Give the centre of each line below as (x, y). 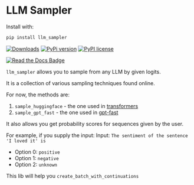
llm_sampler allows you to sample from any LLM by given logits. (83, 72)
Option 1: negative (37, 158)
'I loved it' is (26, 141)
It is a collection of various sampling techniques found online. (80, 83)
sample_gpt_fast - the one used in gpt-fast (66, 112)
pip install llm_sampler (37, 37)
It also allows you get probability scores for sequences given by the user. (95, 124)
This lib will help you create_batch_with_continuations (73, 176)
